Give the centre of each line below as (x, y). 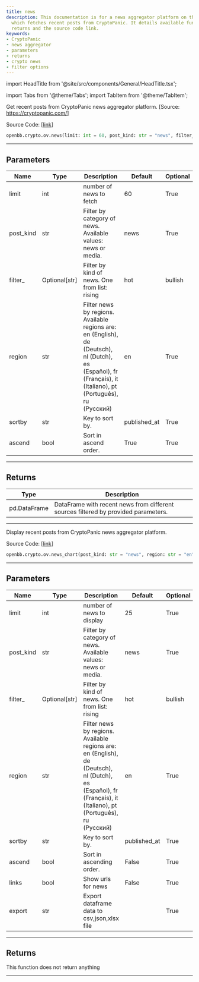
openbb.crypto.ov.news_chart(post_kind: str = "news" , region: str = (94, 554)
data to (93, 911)
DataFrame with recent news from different (114, 504)
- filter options (28, 67)
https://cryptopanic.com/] (38, 113)
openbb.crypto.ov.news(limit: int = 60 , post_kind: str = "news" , (90, 136)
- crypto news (24, 61)
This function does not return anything (53, 967)
